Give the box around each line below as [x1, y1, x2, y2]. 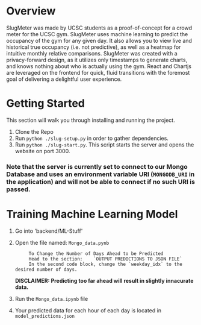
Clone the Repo [14, 128, 54, 135]
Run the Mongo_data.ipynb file [14, 295, 88, 302]
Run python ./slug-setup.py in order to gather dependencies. [14, 134, 169, 142]
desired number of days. [14, 267, 78, 273]
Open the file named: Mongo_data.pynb [14, 239, 110, 246]
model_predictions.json [14, 313, 75, 319]
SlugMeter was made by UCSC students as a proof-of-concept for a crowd [6, 24, 193, 31]
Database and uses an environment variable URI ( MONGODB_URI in [6, 170, 195, 178]
